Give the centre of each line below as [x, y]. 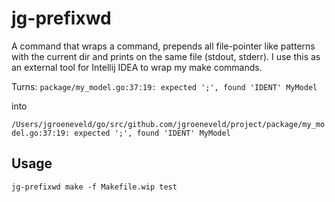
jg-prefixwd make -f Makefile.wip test [94, 187]
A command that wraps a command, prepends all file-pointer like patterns [163, 46]
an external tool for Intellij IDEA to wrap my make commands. [137, 67]
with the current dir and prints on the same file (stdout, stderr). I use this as [166, 56]
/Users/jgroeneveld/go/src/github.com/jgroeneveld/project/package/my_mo [168, 124]
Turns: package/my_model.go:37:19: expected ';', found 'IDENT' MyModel [164, 86]
